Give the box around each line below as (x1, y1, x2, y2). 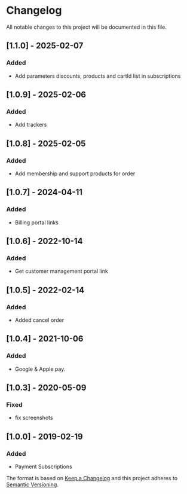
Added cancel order (14, 316, 65, 324)
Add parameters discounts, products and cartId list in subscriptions (14, 72, 181, 80)
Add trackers (14, 121, 47, 129)
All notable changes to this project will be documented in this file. (6, 23, 167, 31)
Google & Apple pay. (14, 365, 66, 373)
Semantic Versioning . (6, 481, 59, 488)
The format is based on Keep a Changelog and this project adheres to (6, 475, 178, 482)
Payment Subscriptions (14, 463, 73, 470)
